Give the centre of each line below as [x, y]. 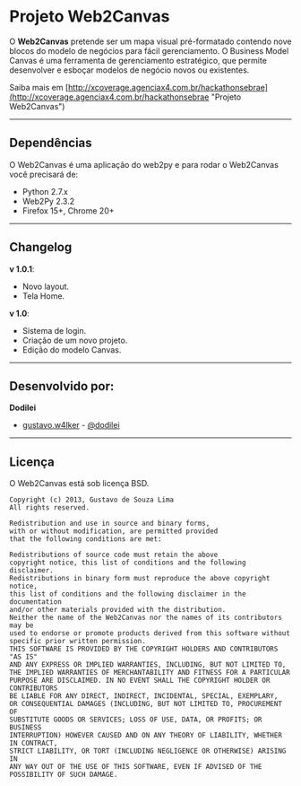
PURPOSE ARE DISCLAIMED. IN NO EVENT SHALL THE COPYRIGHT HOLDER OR [140, 681]
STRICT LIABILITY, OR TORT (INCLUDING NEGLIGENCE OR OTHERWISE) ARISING [148, 751]
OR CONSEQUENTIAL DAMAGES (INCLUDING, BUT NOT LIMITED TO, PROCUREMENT [146, 704]
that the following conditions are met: [86, 539]
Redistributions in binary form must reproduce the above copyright [140, 579]
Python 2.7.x [45, 191]
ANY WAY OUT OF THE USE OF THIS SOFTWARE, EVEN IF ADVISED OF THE [136, 767]
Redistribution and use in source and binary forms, [110, 524]
